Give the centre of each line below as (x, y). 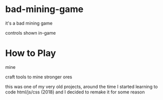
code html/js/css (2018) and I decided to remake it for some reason (75, 92)
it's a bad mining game (29, 23)
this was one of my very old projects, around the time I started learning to (82, 86)
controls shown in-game (31, 33)
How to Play (31, 53)
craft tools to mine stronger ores (39, 77)
